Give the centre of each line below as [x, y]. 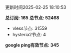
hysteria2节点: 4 [29, 34]
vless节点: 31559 [30, 28]
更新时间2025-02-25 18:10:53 [36, 7]
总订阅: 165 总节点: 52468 [32, 18]
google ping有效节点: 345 [32, 45]
